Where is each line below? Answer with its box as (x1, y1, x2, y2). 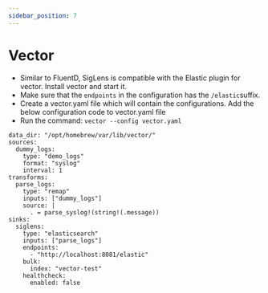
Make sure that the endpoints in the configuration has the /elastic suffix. (19, 90, 261, 100)
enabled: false (29, 279, 81, 287)
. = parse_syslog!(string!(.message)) (29, 208, 160, 217)
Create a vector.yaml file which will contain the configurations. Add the (19, 98, 254, 108)
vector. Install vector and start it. (19, 81, 127, 91)
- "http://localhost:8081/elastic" (29, 250, 149, 258)
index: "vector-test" (29, 264, 103, 273)
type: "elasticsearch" (22, 230, 99, 238)
